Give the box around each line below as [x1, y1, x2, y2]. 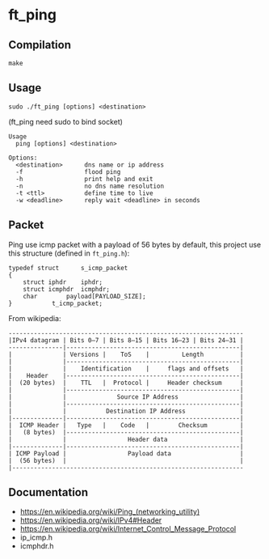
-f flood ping [15, 167, 121, 176]
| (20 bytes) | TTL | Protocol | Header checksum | [8, 379, 244, 387]
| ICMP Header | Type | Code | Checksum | [8, 421, 244, 430]
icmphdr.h [19, 541, 54, 551]
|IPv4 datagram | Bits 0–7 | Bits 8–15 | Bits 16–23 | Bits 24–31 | [8, 336, 244, 345]
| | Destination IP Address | [8, 407, 244, 415]
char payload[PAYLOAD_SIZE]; [23, 292, 147, 300]
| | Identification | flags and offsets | [8, 364, 244, 373]
